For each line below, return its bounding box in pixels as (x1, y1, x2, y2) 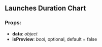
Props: (5, 19, 21, 26)
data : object (12, 30, 38, 37)
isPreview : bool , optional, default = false (12, 36, 97, 42)
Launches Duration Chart (5, 4, 86, 13)
